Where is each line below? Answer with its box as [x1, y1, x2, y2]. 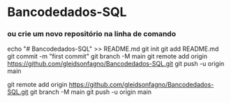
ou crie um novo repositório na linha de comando [7, 29, 177, 39]
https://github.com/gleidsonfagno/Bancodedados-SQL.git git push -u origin [7, 60, 225, 68]
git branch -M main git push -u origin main [30, 88, 152, 96]
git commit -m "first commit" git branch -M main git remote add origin [7, 52, 208, 61]
